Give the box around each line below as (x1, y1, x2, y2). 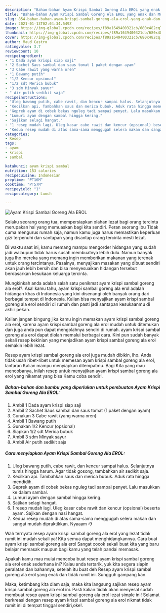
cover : (5, 35, 19, 40)
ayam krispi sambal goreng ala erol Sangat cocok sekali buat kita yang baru (5, 541, 159, 547)
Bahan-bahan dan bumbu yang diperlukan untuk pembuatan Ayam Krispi (5, 385, 161, 390)
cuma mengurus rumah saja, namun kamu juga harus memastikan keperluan (5, 229, 161, 235)
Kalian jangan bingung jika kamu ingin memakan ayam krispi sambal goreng (5, 316, 160, 322)
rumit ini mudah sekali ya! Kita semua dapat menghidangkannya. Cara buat (5, 536, 158, 542)
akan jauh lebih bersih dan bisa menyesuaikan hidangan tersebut (5, 265, 137, 271)
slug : (5, 16, 16, 21)
